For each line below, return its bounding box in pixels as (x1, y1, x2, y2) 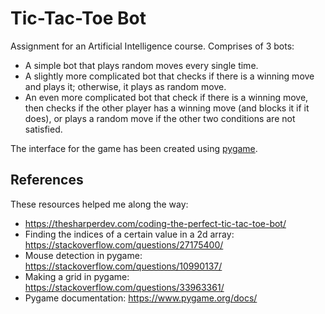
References (10, 172, 84, 189)
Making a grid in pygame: (24, 270, 130, 282)
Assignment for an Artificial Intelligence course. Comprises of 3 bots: (10, 40, 295, 52)
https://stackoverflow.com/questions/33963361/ (24, 281, 225, 293)
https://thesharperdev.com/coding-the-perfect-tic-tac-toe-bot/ (24, 217, 287, 229)
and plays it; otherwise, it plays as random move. (24, 80, 227, 92)
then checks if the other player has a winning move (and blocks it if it (24, 102, 310, 114)
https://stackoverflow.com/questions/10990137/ (24, 260, 223, 272)
